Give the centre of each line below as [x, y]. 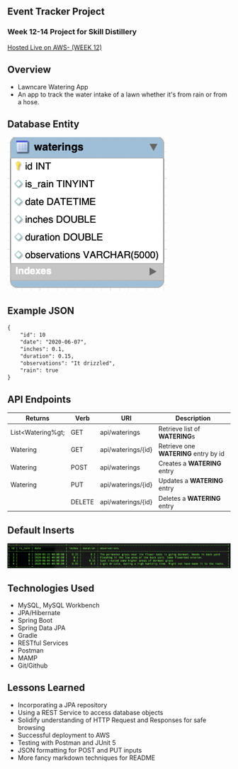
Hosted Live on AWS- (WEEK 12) [55, 47]
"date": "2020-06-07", [53, 342]
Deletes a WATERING [189, 498]
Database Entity [44, 124]
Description [193, 419]
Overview [29, 70]
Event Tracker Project [56, 12]
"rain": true [39, 371]
